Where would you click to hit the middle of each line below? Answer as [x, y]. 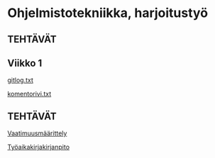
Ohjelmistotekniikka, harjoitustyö [107, 13]
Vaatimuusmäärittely [37, 133]
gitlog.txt [21, 80]
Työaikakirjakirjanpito [38, 147]
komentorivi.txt [29, 94]
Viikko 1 [25, 63]
